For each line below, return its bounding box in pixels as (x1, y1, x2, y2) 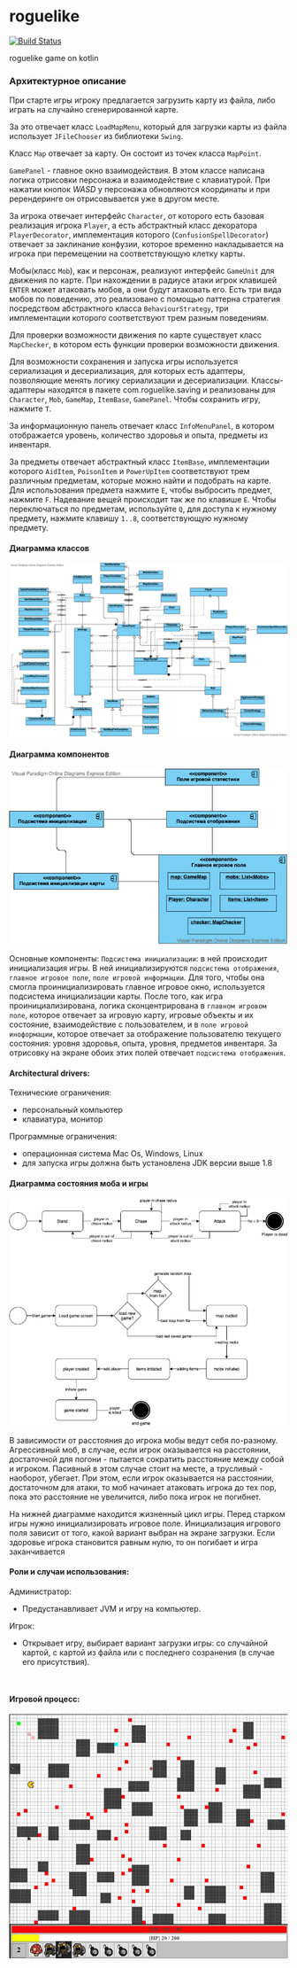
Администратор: (9, 1586, 72, 1597)
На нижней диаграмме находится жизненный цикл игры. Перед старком (9, 1508, 286, 1519)
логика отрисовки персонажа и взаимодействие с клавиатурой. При (9, 175, 270, 185)
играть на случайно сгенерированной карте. (9, 105, 179, 115)
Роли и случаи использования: (9, 1567, 130, 1577)
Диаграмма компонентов (9, 749, 110, 759)
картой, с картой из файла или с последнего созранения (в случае (21, 1646, 276, 1658)
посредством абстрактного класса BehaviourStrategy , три (9, 303, 229, 314)
